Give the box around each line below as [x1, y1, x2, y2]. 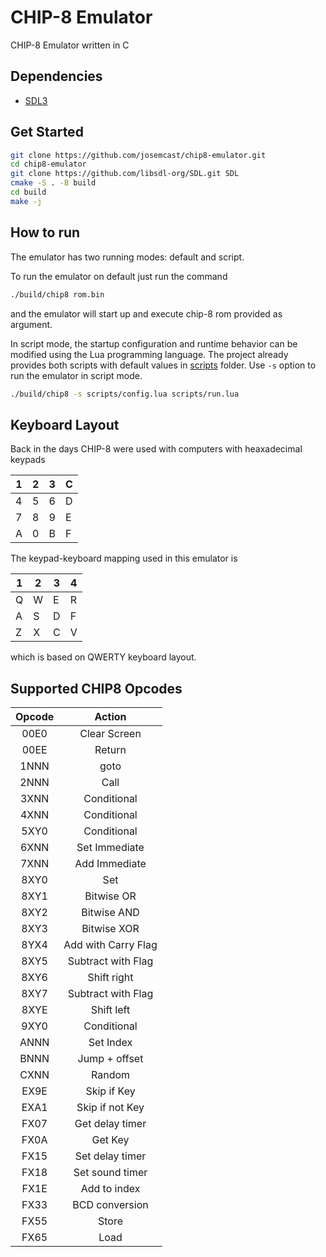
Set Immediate [76, 841, 145, 854]
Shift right [87, 971, 134, 984]
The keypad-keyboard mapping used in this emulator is [10, 552, 238, 565]
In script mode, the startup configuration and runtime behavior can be [10, 337, 298, 350]
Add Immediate [74, 857, 147, 870]
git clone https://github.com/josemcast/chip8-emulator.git [10, 150, 267, 160]
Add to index [80, 1182, 141, 1195]
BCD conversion [72, 1198, 149, 1211]
